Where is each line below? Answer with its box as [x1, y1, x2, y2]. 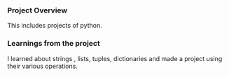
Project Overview [7, 6, 68, 15]
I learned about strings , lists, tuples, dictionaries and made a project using [7, 54, 223, 62]
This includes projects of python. [7, 22, 103, 30]
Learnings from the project [7, 39, 100, 49]
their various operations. [7, 62, 78, 70]
